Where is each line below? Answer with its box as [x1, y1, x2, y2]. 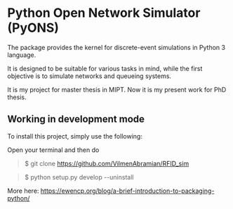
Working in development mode [7, 113, 145, 125]
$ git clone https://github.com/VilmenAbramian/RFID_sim [24, 159, 189, 167]
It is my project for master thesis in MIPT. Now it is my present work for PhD [7, 85, 227, 94]
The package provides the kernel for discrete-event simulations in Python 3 [7, 43, 226, 51]
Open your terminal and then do [7, 146, 100, 154]
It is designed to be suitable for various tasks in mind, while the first [7, 64, 203, 72]
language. [7, 51, 36, 59]
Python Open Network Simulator [7, 5, 201, 21]
